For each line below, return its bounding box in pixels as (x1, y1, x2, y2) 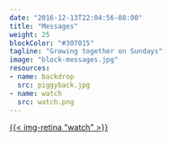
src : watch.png (17, 97, 75, 107)
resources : (9, 64, 50, 73)
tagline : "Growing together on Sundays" (9, 47, 164, 56)
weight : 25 (9, 30, 50, 39)
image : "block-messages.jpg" (9, 55, 119, 64)
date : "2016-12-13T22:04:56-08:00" (9, 13, 143, 23)
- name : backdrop (9, 72, 75, 81)
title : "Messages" (9, 22, 78, 31)
